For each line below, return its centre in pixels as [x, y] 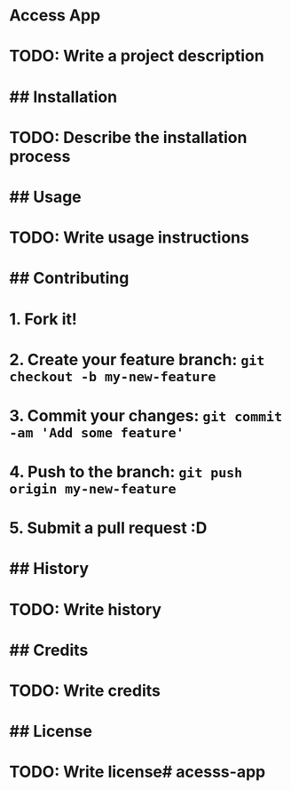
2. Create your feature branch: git [137, 359]
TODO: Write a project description [137, 56]
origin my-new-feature [93, 489]
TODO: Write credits [85, 690]
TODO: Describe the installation [128, 137]
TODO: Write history [86, 609]
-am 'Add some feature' [97, 432]
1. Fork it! [43, 319]
